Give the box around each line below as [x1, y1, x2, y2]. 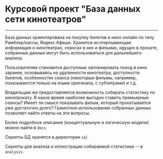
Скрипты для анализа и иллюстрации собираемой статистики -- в [5, 143, 143, 149]
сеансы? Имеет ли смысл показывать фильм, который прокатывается [5, 100, 151, 106]
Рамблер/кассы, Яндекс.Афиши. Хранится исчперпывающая [5, 39, 131, 45]
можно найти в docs [5, 124, 46, 130]
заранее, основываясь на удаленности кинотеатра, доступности [5, 70, 140, 75]
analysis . [5, 148, 24, 154]
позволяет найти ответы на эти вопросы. [5, 110, 91, 116]
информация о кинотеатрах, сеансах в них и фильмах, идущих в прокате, [5, 45, 158, 51]
